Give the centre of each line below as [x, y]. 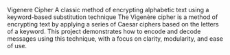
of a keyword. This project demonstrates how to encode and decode [104, 31]
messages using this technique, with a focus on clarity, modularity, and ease [115, 39]
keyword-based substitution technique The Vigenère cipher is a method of [113, 17]
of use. [17, 46]
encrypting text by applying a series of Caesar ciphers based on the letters [113, 24]
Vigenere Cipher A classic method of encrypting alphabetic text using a [108, 10]
